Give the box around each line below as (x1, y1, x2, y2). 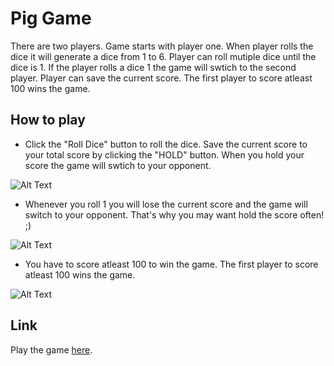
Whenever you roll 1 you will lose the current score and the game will (24, 198, 308, 210)
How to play (10, 112, 86, 129)
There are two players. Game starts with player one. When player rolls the (10, 40, 314, 52)
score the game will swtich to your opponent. (24, 159, 212, 171)
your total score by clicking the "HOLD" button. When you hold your (24, 148, 305, 161)
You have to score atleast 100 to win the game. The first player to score (24, 258, 319, 270)
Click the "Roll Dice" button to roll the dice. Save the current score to (24, 138, 308, 150)
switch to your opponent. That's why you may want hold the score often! (24, 208, 325, 221)
